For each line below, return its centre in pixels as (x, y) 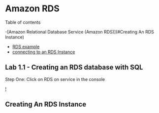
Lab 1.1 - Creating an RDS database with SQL (74, 67)
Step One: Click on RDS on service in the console (55, 79)
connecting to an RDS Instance (44, 52)
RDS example (26, 46)
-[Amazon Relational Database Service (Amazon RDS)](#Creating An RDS (79, 32)
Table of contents (23, 22)
